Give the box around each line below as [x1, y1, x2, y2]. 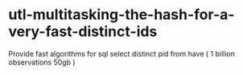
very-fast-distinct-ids [8, 22, 158, 41]
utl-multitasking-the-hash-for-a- [8, 6, 235, 24]
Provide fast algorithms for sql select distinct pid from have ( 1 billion [8, 49, 236, 58]
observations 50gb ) [8, 57, 76, 67]
